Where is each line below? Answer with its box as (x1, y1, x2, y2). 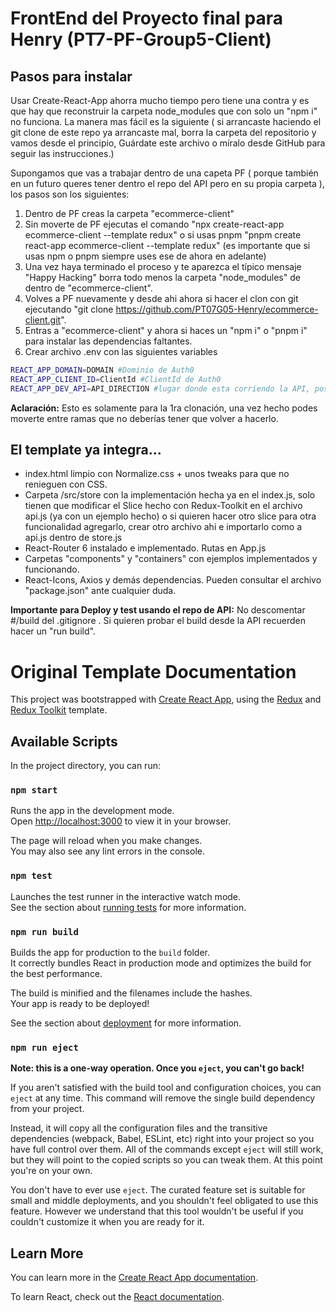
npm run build (10, 926, 79, 937)
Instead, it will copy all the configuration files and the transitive (10, 1122, 268, 1134)
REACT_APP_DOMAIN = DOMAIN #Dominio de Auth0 (10, 365, 195, 375)
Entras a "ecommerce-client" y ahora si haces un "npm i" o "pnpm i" (24, 325, 308, 336)
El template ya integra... (10, 442, 162, 459)
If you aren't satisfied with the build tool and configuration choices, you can (10, 1082, 322, 1094)
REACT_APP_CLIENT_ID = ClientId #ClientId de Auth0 (10, 374, 222, 384)
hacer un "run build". (10, 625, 96, 637)
